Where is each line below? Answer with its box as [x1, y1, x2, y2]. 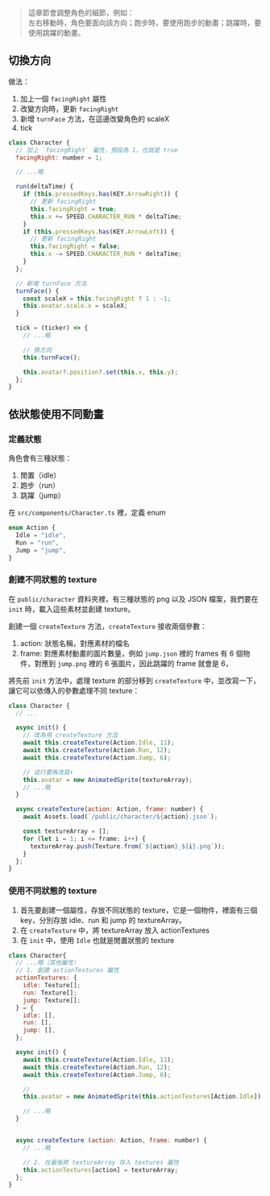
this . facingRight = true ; [29, 205, 117, 213]
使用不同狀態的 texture [8, 885, 98, 896]
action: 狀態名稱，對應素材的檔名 [19, 638, 131, 648]
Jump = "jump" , [15, 546, 67, 554]
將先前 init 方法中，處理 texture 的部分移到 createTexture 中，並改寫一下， [8, 676, 260, 685]
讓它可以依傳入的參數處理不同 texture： [8, 685, 140, 695]
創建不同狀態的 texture [8, 574, 98, 586]
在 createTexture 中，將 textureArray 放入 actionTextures [19, 925, 210, 935]
